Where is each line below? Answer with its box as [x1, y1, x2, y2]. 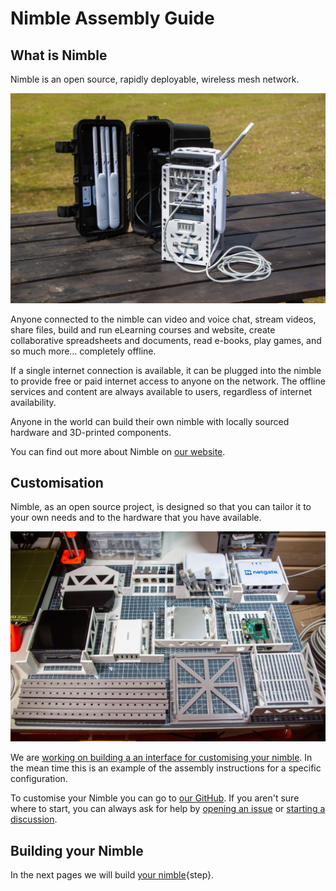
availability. [10, 396, 57, 408]
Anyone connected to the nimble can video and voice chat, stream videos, [10, 313, 317, 325]
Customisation [10, 475, 104, 492]
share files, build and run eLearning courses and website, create [10, 323, 276, 336]
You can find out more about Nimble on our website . [10, 445, 226, 457]
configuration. [10, 773, 68, 785]
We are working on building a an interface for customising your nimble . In [10, 752, 313, 764]
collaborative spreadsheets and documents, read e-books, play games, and [10, 334, 322, 346]
